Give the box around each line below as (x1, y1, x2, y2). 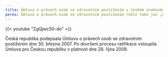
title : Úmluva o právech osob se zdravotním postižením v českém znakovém (5, 7, 164, 12)
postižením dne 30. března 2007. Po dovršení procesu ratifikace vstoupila (5, 40, 157, 46)
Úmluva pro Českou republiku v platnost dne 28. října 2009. (5, 46, 128, 52)
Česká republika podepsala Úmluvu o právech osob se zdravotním (5, 35, 142, 41)
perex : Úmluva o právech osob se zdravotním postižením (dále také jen (5, 12, 157, 17)
